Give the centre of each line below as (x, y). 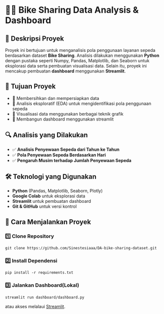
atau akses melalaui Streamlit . (35, 306)
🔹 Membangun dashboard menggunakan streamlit (63, 119)
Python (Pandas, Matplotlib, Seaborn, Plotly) (57, 191)
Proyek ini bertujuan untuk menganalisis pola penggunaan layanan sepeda (80, 50)
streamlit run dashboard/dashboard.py (45, 297)
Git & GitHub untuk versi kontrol (44, 206)
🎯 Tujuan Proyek (30, 86)
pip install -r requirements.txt (39, 273)
